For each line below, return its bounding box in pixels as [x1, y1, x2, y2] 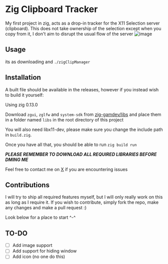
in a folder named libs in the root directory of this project [5, 116, 124, 122]
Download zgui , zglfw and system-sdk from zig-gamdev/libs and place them [5, 111, 161, 117]
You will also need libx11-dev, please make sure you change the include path [5, 126, 163, 133]
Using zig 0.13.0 [5, 101, 38, 107]
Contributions [5, 181, 50, 189]
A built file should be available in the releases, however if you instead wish [5, 86, 159, 92]
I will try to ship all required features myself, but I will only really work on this [5, 194, 163, 200]
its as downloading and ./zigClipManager [5, 59, 90, 65]
